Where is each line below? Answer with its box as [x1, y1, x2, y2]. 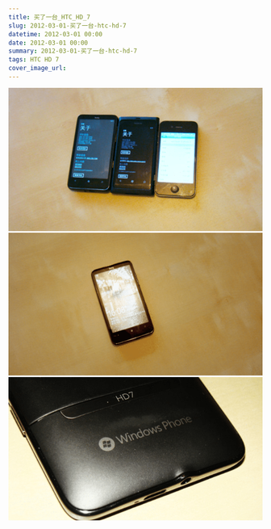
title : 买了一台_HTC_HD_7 [8, 13, 91, 21]
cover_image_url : [8, 65, 67, 73]
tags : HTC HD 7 [8, 56, 60, 64]
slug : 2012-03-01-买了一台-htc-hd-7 [8, 21, 127, 30]
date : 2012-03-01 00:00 [8, 39, 89, 47]
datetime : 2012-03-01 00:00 [8, 30, 103, 38]
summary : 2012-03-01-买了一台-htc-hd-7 [8, 47, 138, 56]
